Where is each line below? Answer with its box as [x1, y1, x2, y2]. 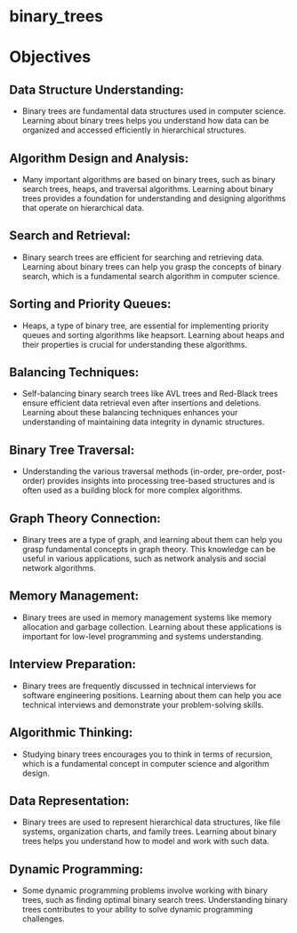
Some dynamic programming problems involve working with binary [21, 885, 269, 896]
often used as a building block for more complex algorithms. [21, 485, 243, 495]
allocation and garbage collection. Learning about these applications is [21, 621, 282, 632]
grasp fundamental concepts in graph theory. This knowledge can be [21, 544, 276, 555]
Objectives [9, 47, 92, 68]
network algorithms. [21, 563, 96, 574]
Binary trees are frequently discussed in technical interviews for [21, 680, 257, 691]
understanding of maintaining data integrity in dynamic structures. [21, 416, 265, 428]
